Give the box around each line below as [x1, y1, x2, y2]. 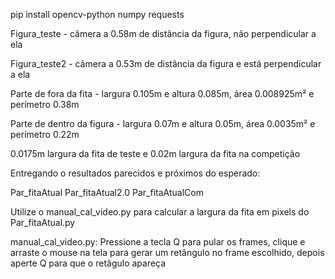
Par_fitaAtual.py [10, 217, 76, 228]
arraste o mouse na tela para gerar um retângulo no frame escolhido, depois [10, 247, 325, 258]
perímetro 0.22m [10, 129, 80, 140]
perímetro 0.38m [10, 99, 80, 110]
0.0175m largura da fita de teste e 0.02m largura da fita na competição [10, 148, 301, 159]
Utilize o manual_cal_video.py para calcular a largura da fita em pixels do [10, 206, 310, 218]
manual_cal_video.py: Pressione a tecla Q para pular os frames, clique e [10, 236, 306, 248]
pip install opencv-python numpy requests [10, 9, 185, 20]
